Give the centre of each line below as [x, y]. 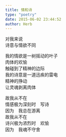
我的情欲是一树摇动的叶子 [31, 56]
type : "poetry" [21, 15]
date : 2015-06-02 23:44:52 [33, 19]
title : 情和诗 [19, 10]
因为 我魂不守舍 [23, 129]
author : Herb [19, 24]
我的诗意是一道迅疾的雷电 [31, 75]
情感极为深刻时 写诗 [27, 104]
